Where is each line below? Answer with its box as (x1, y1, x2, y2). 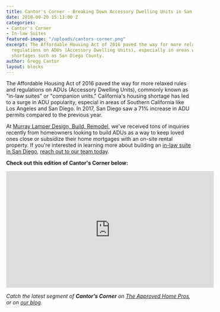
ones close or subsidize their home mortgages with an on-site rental (6, 136, 173, 143)
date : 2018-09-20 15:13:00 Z (6, 14, 78, 20)
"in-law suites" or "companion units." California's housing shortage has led (6, 92, 189, 99)
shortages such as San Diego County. (11, 53, 105, 59)
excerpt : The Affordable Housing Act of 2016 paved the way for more (6, 42, 182, 48)
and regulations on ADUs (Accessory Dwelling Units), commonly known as (6, 86, 189, 94)
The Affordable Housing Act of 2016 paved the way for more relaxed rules (6, 80, 187, 87)
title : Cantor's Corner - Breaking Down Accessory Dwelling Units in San (6, 8, 193, 15)
